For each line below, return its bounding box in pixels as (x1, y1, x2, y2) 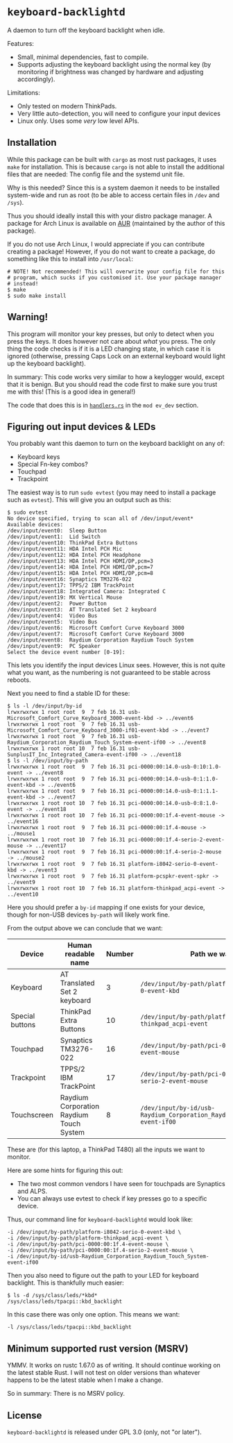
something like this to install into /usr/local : (7, 254, 134, 262)
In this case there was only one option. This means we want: (7, 1310, 180, 1319)
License (7, 1409, 42, 1421)
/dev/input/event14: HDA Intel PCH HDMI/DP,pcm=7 (7, 564, 154, 571)
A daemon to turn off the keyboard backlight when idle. (7, 26, 165, 34)
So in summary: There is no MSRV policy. (7, 1390, 125, 1398)
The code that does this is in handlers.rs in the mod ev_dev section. (7, 401, 199, 409)
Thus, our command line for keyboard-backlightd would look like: (7, 1215, 193, 1224)
